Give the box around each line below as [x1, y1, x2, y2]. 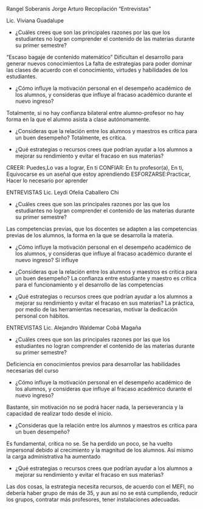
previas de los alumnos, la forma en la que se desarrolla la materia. [6, 232, 174, 239]
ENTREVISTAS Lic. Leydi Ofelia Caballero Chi [6, 189, 119, 196]
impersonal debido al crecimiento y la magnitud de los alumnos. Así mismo [6, 446, 193, 454]
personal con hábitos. [15, 313, 70, 319]
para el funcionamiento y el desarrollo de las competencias [15, 281, 163, 288]
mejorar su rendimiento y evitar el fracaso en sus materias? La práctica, [15, 299, 195, 306]
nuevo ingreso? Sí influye [15, 257, 79, 263]
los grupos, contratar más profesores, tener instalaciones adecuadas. [6, 496, 181, 503]
